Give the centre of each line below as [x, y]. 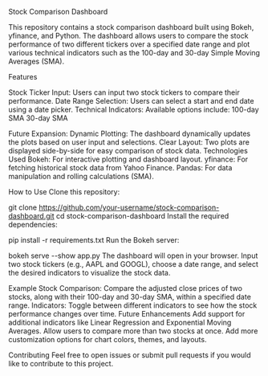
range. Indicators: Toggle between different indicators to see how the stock [133, 305]
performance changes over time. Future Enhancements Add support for [127, 314]
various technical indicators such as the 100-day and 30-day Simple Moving [134, 53]
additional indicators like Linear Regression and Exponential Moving [120, 322]
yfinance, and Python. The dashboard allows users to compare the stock [128, 36]
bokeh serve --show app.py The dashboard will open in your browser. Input [133, 255]
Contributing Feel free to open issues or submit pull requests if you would [130, 355]
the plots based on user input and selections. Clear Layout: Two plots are [129, 142]
